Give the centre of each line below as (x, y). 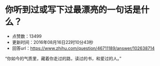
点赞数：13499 (27, 36)
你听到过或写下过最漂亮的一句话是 (73, 10)
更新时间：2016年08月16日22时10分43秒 (53, 42)
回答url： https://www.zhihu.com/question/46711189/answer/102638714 (83, 48)
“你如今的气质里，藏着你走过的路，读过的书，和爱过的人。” (63, 58)
